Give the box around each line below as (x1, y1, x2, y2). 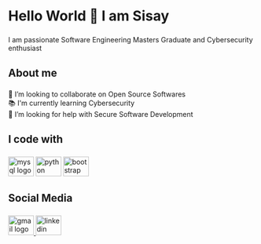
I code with (8, 133, 64, 146)
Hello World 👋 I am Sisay (8, 7, 170, 25)
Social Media (8, 191, 73, 205)
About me (8, 66, 57, 79)
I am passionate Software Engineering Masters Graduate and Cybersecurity (8, 35, 253, 45)
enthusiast (8, 43, 42, 53)
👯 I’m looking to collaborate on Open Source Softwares (8, 89, 186, 99)
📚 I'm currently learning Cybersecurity (8, 98, 135, 108)
